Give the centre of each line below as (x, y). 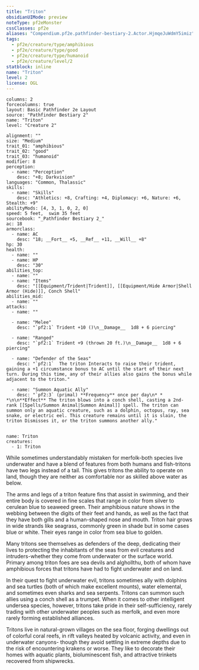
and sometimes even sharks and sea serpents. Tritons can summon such (95, 593)
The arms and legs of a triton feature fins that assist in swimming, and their (98, 494)
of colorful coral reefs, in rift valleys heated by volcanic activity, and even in (98, 636)
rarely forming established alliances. (50, 618)
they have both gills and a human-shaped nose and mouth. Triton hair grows (99, 520)
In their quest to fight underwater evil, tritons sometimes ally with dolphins (97, 580)
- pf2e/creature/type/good (45, 50)
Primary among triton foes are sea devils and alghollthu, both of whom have (99, 562)
